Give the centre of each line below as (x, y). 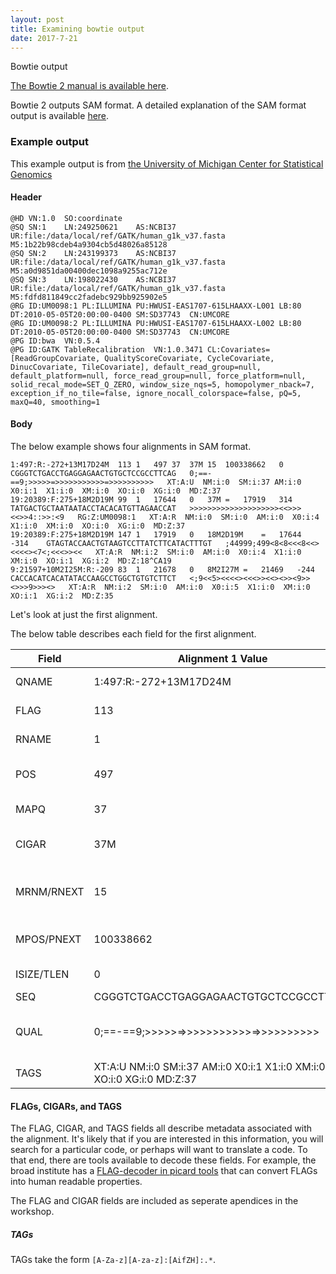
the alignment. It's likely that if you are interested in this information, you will (167, 1139)
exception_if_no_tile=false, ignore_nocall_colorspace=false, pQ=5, (156, 393)
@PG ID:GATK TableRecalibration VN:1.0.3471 (106, 349)
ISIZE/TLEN (42, 974)
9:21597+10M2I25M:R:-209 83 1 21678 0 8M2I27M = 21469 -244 (162, 570)
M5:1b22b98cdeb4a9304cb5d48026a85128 (89, 244)
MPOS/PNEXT (48, 939)
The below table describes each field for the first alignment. (133, 634)
